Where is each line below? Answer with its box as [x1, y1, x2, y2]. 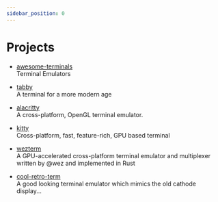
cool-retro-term [16, 172, 61, 180]
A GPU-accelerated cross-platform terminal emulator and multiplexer [16, 151, 211, 160]
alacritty [16, 103, 40, 112]
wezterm [16, 144, 42, 153]
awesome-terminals [16, 62, 73, 71]
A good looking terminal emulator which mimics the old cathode [16, 179, 196, 188]
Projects [6, 39, 55, 55]
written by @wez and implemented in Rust [16, 159, 135, 167]
